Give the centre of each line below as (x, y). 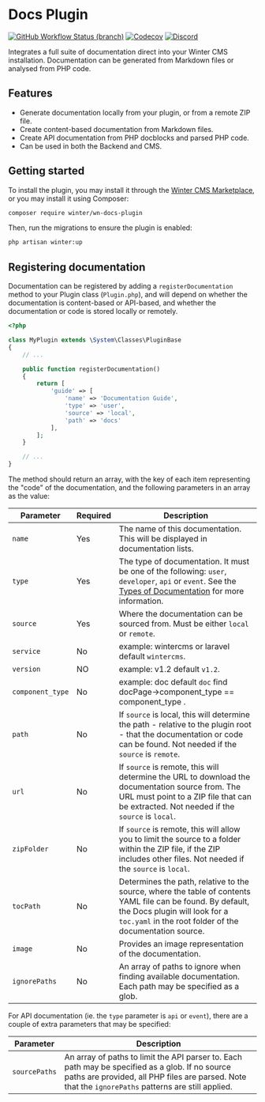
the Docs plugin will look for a (174, 911)
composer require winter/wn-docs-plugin (76, 213)
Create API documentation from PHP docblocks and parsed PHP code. (134, 138)
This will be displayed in (163, 539)
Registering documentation (77, 267)
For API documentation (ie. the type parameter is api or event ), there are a (128, 1016)
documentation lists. (157, 549)
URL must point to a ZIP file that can (185, 796)
